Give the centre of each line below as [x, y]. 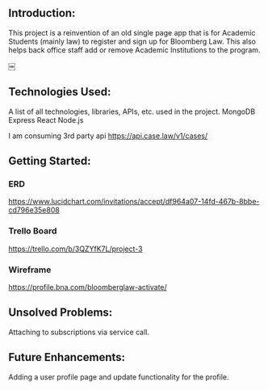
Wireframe [30, 270]
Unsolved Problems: [61, 313]
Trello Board [33, 231]
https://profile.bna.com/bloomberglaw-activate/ [88, 287]
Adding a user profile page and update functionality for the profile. [119, 377]
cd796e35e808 [34, 210]
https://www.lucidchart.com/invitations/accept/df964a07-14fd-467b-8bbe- [134, 202]
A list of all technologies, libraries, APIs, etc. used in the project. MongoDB [132, 111]
